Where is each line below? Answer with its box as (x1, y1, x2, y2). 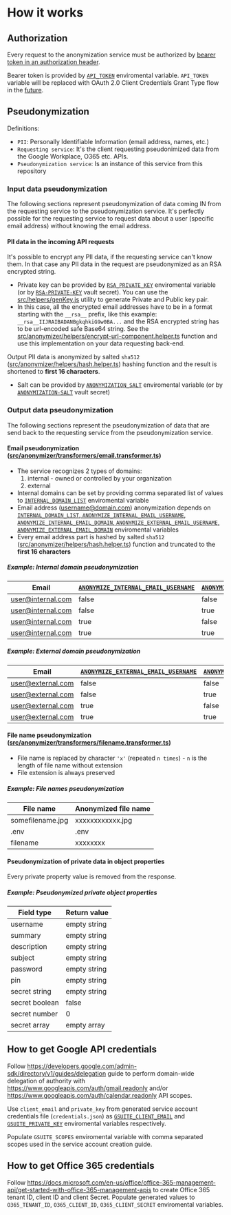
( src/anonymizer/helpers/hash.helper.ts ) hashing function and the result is (7, 360, 217, 368)
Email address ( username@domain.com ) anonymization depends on (16, 503, 211, 512)
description (10, 942, 47, 952)
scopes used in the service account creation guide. (7, 1140, 153, 1148)
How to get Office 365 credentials (7, 1160, 155, 1172)
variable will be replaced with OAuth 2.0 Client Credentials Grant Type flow (7, 79, 219, 87)
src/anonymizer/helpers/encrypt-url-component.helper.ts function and (16, 332, 218, 341)
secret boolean (10, 998, 60, 1007)
